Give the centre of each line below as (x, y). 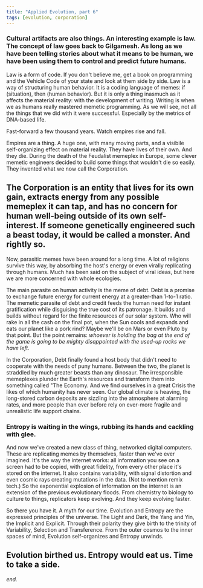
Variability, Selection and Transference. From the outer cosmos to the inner (100, 529)
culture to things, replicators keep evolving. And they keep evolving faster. (99, 498)
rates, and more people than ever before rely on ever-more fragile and (94, 404)
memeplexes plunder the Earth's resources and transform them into (91, 379)
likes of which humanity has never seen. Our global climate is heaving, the (99, 391)
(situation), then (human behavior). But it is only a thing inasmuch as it (93, 94)
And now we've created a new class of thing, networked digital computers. (99, 447)
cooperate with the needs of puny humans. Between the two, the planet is (98, 366)
